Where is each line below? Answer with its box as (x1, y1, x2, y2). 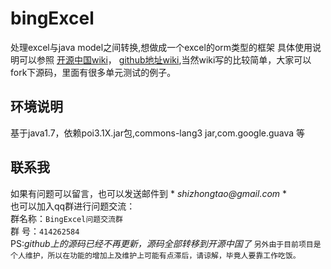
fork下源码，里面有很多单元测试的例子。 (10, 66, 177, 78)
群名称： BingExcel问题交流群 (10, 212, 123, 224)
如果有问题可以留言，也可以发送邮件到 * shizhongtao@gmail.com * (10, 187, 288, 199)
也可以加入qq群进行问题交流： (10, 200, 136, 212)
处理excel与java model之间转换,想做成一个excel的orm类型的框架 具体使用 (10, 41, 313, 53)
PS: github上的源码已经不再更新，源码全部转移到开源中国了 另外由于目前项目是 (10, 237, 322, 249)
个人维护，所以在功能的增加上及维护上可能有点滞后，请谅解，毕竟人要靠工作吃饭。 (10, 250, 301, 261)
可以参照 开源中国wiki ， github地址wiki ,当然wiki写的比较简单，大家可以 (18, 53, 312, 66)
